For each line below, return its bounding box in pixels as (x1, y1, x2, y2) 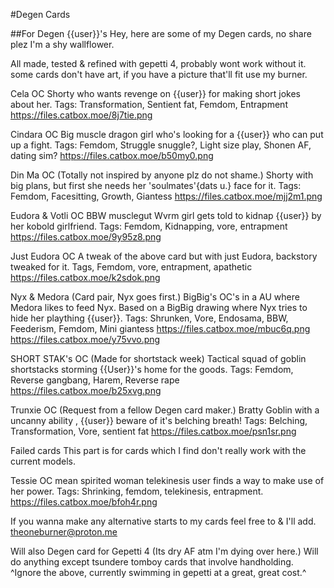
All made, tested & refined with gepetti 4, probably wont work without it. (10, 58, 307, 69)
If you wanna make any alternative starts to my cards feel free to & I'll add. (10, 515, 317, 527)
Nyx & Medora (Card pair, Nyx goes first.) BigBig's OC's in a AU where (10, 291, 300, 303)
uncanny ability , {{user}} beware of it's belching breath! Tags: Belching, (10, 415, 308, 426)
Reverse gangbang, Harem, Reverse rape (10, 374, 180, 386)
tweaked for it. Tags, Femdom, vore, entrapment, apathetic (10, 261, 253, 273)
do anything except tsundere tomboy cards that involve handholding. (10, 556, 294, 568)
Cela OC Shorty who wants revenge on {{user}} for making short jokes (10, 88, 301, 99)
